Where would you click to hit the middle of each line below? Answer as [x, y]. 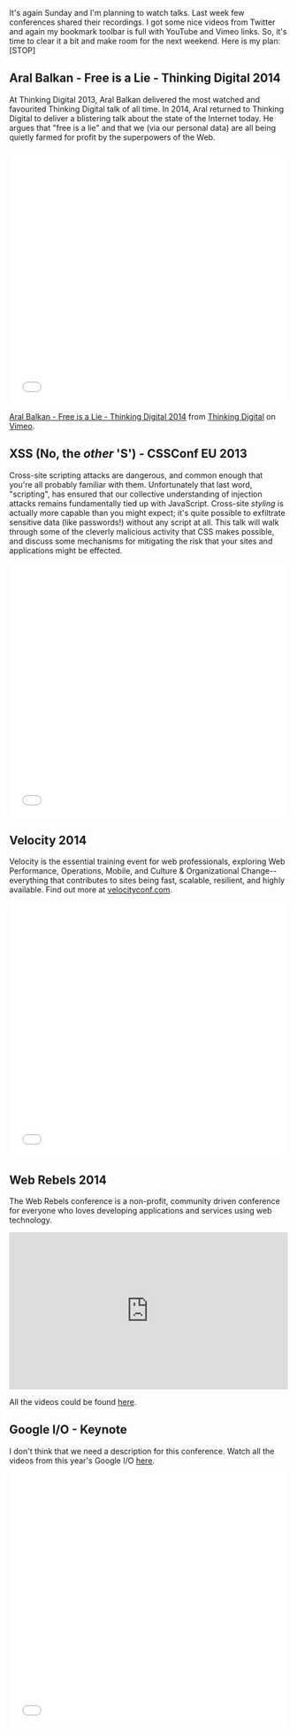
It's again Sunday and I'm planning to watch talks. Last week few [127, 13]
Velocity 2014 [48, 841]
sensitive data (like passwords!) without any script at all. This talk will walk [144, 522]
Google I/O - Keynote [68, 1430]
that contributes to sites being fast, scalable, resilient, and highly [168, 881]
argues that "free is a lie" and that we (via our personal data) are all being [143, 127]
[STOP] [23, 50]
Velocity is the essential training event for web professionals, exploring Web [147, 861]
